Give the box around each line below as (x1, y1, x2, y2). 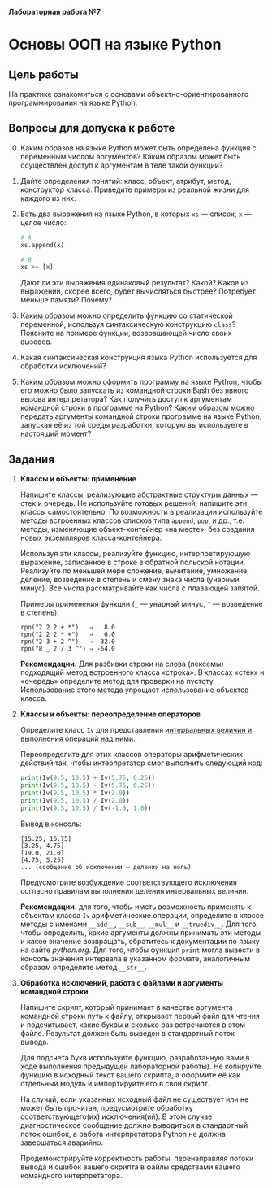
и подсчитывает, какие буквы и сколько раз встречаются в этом (19, 1020, 246, 1029)
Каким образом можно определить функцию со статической (19, 311, 233, 320)
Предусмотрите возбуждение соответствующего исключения (19, 877, 238, 887)
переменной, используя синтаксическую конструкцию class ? (19, 320, 236, 329)
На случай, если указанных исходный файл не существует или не (19, 1094, 249, 1104)
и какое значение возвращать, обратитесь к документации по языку (19, 936, 260, 946)
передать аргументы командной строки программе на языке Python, (19, 411, 262, 421)
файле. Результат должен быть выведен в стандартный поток (19, 1028, 235, 1038)
